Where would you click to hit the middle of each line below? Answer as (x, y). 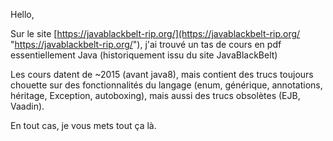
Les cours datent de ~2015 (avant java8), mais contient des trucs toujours (162, 74)
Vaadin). (27, 106)
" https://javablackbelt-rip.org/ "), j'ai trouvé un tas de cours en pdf (146, 44)
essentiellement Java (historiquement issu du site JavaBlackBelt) (144, 55)
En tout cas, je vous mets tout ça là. (83, 125)
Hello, (22, 14)
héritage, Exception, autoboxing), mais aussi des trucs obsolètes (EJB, (155, 95)
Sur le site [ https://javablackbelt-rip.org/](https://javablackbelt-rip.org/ (155, 33)
